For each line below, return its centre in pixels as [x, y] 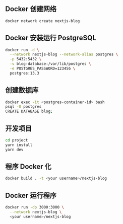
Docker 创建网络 [31, 9]
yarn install [19, 145]
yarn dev [14, 150]
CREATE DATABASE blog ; [29, 111]
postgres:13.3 [24, 73]
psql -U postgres [23, 107]
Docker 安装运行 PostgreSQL [51, 38]
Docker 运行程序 [31, 195]
